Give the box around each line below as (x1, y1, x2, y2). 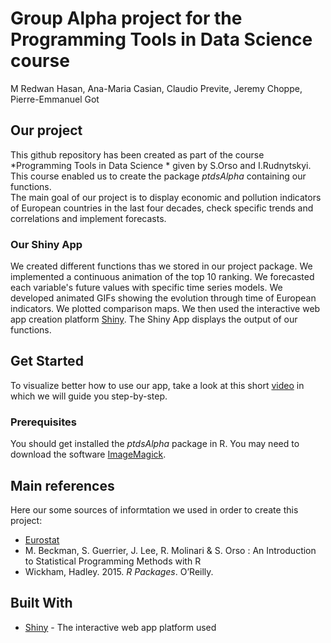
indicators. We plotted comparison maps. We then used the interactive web (10, 303, 321, 315)
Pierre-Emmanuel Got (10, 93, 100, 105)
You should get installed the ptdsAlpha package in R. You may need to (10, 438, 300, 450)
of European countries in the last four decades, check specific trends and (10, 202, 314, 214)
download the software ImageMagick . (10, 448, 167, 461)
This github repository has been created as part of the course (10, 148, 265, 161)
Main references (10, 477, 115, 494)
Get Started (10, 353, 84, 370)
